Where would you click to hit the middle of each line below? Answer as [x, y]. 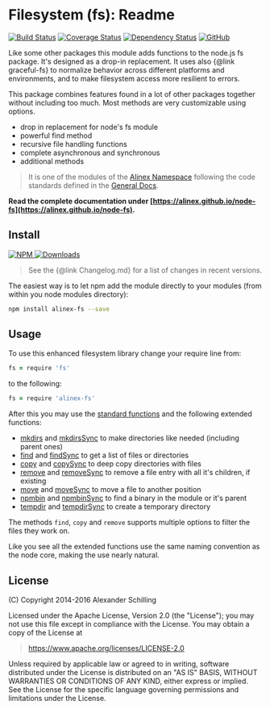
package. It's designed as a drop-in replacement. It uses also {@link [122, 61]
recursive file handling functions [73, 144]
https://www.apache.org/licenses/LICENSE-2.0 [106, 648]
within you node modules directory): [69, 294]
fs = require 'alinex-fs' [52, 398]
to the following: [35, 384]
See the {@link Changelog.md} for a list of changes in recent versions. [145, 270]
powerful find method [56, 136]
